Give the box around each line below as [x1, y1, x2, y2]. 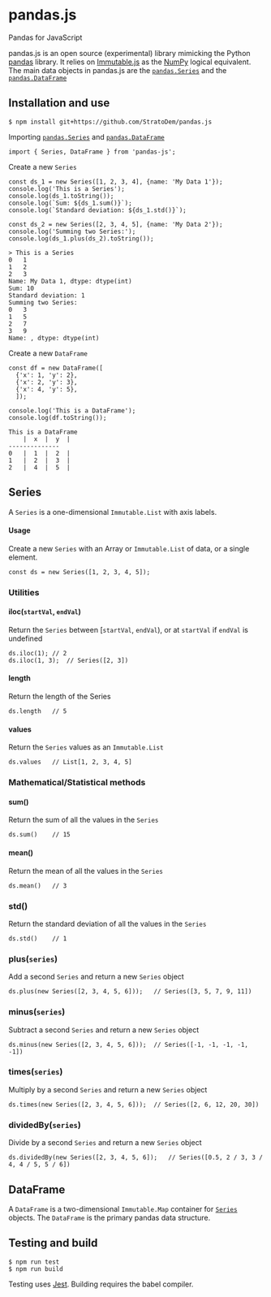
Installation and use [8, 96, 110, 110]
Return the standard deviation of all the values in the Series [8, 919, 207, 928]
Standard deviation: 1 [8, 291, 85, 300]
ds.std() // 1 [8, 934, 67, 943]
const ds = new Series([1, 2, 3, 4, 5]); [8, 568, 151, 576]
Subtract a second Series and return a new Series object [8, 1025, 200, 1035]
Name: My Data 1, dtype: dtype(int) [8, 277, 132, 285]
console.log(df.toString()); [8, 413, 107, 422]
